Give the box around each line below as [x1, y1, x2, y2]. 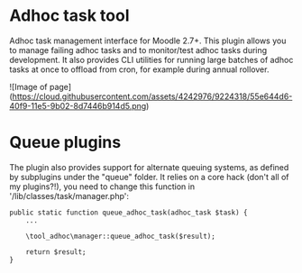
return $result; [25, 247, 87, 257]
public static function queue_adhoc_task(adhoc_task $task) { [9, 208, 248, 217]
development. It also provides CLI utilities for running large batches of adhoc [9, 54, 294, 65]
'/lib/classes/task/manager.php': [9, 190, 129, 201]
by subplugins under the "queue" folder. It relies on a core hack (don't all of [9, 171, 289, 182]
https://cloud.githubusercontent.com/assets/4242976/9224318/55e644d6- [12, 91, 293, 102]
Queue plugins [9, 132, 122, 153]
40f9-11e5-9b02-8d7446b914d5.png [9, 100, 147, 111]
